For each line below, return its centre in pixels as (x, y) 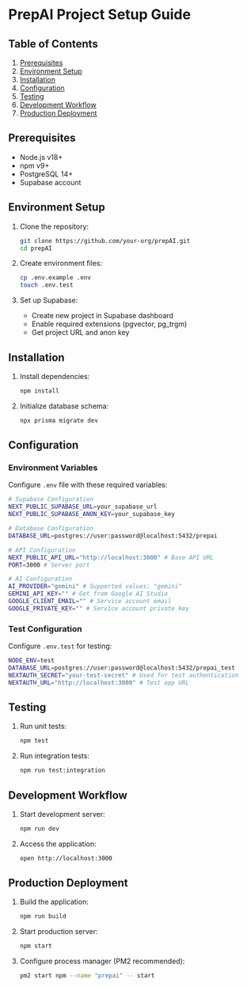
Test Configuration (45, 628)
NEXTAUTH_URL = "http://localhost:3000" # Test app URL (99, 682)
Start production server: (59, 932)
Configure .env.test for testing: (60, 646)
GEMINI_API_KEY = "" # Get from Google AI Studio (88, 594)
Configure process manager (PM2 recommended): (102, 961)
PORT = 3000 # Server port (49, 565)
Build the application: (54, 902)
